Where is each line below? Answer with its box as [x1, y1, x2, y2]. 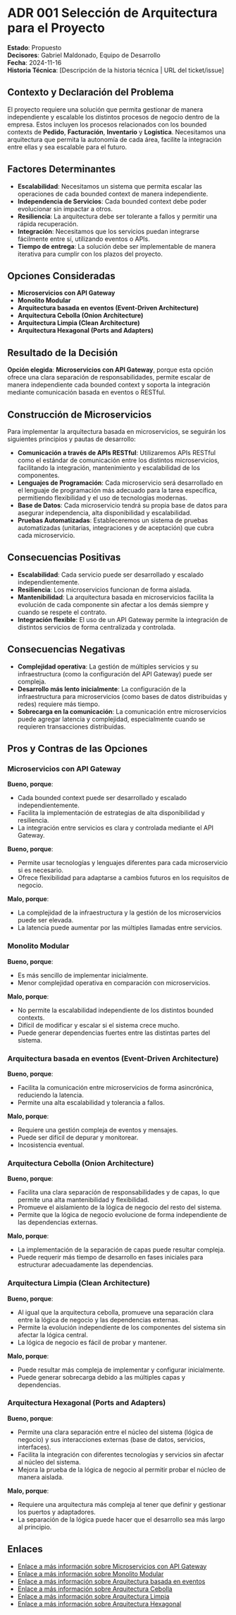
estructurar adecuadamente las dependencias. [17, 1260, 154, 1269]
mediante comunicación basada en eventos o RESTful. [7, 388, 166, 397]
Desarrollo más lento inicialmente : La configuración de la [17, 684, 187, 693]
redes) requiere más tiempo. [17, 700, 100, 708]
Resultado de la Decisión [7, 346, 118, 358]
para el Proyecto [7, 20, 106, 36]
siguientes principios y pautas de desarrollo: [7, 435, 136, 443]
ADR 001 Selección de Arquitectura [7, 5, 218, 21]
